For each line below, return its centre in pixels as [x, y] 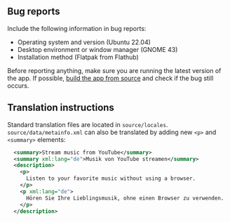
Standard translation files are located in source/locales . [88, 124]
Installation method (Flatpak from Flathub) [78, 57]
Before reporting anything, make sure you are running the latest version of [114, 70]
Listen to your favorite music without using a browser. [111, 178]
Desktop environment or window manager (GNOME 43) [97, 49]
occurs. [18, 85]
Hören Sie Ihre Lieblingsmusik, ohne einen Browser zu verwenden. [125, 198]
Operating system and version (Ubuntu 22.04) [84, 42]
